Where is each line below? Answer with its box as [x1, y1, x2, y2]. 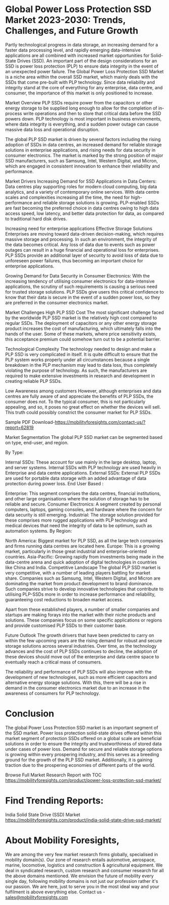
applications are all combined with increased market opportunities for [5, 52, 150, 59]
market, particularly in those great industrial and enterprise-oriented [5, 548, 147, 554]
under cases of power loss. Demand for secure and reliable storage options [5, 746, 162, 752]
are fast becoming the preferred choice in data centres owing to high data [5, 205, 159, 211]
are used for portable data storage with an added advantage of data [5, 475, 147, 481]
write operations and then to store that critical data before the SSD [23, 110, 161, 117]
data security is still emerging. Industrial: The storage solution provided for [5, 512, 160, 518]
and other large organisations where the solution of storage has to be [5, 495, 149, 501]
